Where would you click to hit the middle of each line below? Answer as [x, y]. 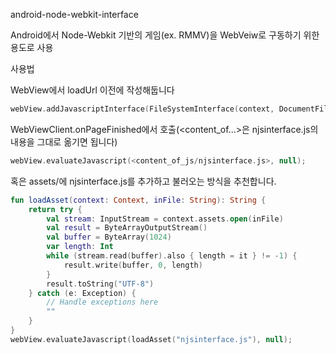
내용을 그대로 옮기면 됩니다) [64, 141]
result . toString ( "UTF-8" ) [100, 284]
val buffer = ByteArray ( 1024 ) [109, 237]
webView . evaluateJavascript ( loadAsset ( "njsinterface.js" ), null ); [151, 339]
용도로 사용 [32, 47]
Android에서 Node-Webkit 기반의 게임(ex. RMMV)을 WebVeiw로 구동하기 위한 [165, 35]
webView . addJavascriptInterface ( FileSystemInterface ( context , [142, 109]
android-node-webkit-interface [74, 14]
